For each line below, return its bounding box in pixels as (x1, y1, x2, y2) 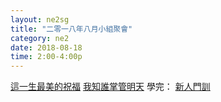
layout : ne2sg (10, 14, 70, 25)
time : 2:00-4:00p (10, 52, 83, 62)
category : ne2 (10, 33, 70, 43)
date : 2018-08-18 (10, 42, 83, 53)
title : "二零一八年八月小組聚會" (10, 24, 133, 34)
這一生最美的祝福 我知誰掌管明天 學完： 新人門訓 (10, 81, 211, 93)
